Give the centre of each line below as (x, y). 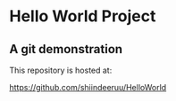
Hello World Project (83, 16)
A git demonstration (66, 49)
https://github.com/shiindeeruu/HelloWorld (88, 87)
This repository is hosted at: (61, 70)
